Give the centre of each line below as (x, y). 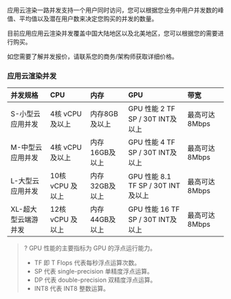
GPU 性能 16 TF (154, 210)
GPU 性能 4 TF (152, 142)
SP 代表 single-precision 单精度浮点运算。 (93, 272)
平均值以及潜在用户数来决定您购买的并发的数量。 (88, 19)
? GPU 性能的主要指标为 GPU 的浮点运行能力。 (90, 248)
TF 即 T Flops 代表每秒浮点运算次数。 (87, 263)
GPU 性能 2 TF (152, 109)
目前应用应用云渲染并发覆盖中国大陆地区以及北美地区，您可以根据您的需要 (112, 33)
